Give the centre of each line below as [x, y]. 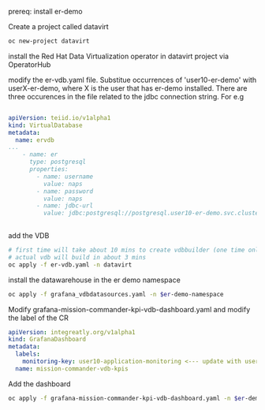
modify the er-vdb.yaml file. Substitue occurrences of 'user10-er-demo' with [132, 80]
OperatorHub [30, 64]
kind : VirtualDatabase [45, 125]
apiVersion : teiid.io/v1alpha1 [60, 117]
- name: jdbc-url [65, 206]
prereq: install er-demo [45, 11]
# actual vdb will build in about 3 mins [77, 257]
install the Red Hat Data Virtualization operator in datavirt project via [119, 56]
